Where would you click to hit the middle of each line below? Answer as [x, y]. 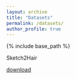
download [19, 70]
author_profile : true [34, 29]
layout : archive [27, 12]
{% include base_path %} [38, 46]
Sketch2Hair [22, 58]
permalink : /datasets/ [35, 23]
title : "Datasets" [29, 18]
